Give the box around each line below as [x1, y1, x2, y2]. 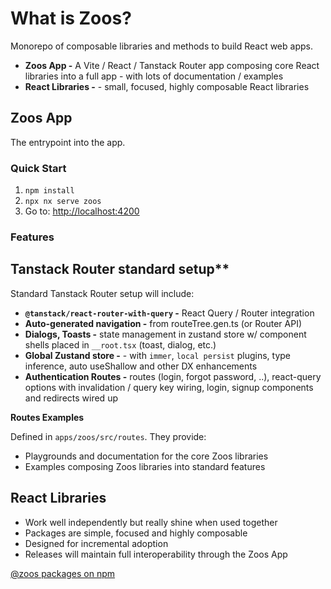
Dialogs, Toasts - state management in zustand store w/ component [24, 328, 307, 340]
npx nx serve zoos [24, 197, 102, 207]
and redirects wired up [24, 392, 118, 404]
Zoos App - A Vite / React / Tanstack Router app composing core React [24, 59, 320, 71]
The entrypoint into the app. [10, 136, 126, 148]
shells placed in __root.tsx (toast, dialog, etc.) [24, 338, 217, 351]
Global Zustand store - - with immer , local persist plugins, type [24, 349, 291, 361]
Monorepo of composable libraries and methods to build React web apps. [10, 40, 313, 52]
